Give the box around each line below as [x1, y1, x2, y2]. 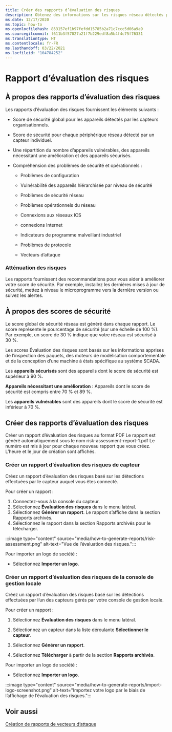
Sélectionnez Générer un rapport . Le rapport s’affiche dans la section [12, 509, 160, 515]
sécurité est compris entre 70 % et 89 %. [5, 389, 92, 395]
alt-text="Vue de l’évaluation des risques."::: [43, 541, 137, 547]
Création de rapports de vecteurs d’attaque [5, 721, 96, 727]
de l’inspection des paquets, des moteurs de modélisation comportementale [5, 352, 166, 358]
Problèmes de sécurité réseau [20, 192, 84, 198]
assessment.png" [5, 541, 42, 547]
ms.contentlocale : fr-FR [5, 41, 58, 46]
